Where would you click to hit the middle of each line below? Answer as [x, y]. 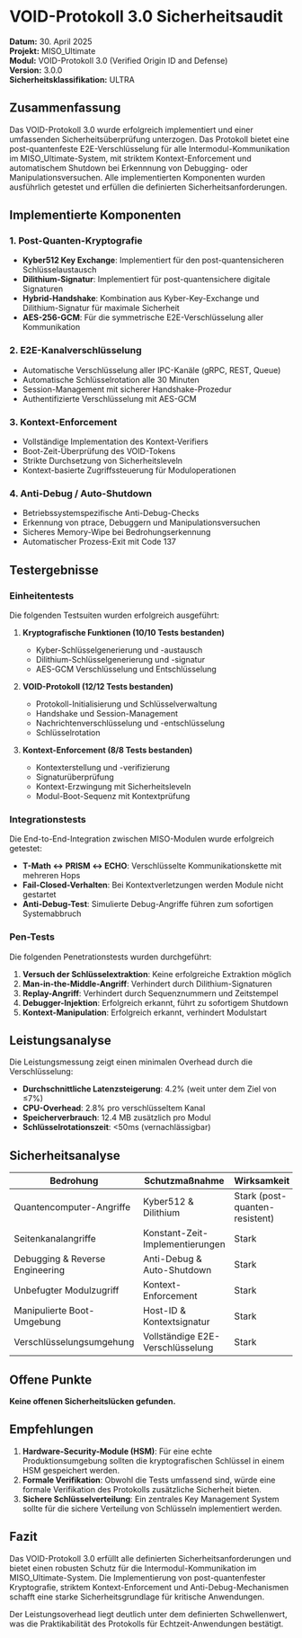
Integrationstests [48, 819]
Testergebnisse [54, 570]
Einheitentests [42, 595]
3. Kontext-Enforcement [63, 422]
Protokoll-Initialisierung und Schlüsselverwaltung [126, 704]
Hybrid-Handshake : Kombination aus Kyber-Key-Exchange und [141, 298]
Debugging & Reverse [60, 1259]
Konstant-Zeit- [176, 1233]
